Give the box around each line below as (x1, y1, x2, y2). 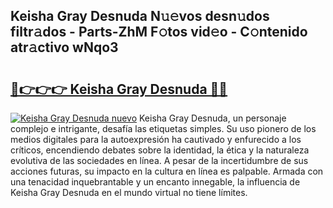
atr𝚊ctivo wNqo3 (10, 39, 119, 56)
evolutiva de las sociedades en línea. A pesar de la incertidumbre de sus (10, 155, 309, 166)
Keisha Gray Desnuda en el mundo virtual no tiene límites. (10, 187, 248, 198)
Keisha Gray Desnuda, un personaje (139, 112, 287, 124)
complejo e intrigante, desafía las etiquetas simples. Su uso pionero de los (10, 123, 317, 134)
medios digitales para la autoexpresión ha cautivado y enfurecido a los (10, 134, 302, 145)
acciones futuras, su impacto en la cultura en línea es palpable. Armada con (10, 165, 324, 177)
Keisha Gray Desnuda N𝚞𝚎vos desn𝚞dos (10, 8, 270, 25)
